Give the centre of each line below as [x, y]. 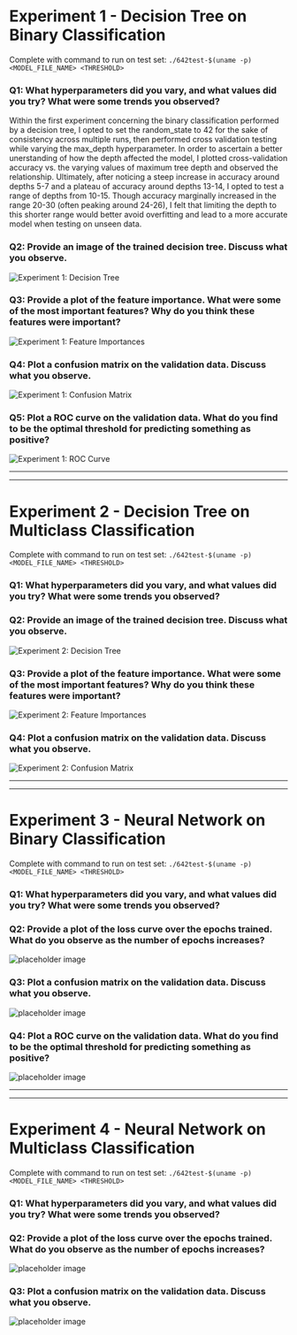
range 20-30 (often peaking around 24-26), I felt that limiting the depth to [143, 205]
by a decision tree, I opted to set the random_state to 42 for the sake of [139, 130]
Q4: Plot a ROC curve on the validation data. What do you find [144, 1035]
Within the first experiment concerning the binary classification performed [145, 120]
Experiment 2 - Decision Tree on [129, 511]
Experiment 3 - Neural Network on [137, 821]
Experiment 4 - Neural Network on [138, 1129]
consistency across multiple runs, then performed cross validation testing [143, 140]
